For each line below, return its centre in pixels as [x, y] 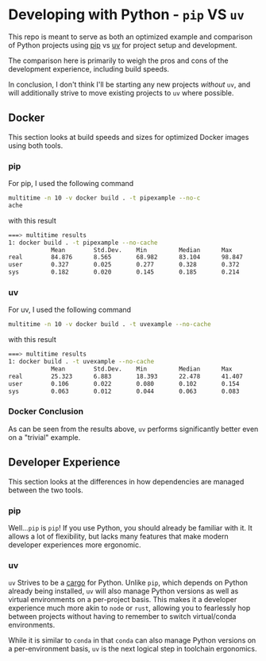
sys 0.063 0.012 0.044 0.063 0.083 [124, 391]
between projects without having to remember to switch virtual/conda [122, 616]
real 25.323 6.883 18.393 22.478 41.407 [126, 376]
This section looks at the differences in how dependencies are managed [126, 481]
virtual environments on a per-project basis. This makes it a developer [123, 600]
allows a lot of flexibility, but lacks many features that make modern [118, 536]
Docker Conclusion [46, 411]
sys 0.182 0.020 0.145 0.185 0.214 [124, 272]
